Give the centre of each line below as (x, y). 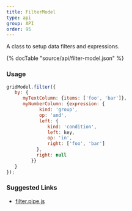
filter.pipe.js (30, 201)
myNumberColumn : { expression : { (64, 104)
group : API (20, 23)
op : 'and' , (53, 115)
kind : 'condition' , (72, 127)
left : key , (61, 132)
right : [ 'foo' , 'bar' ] (76, 144)
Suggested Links (32, 188)
